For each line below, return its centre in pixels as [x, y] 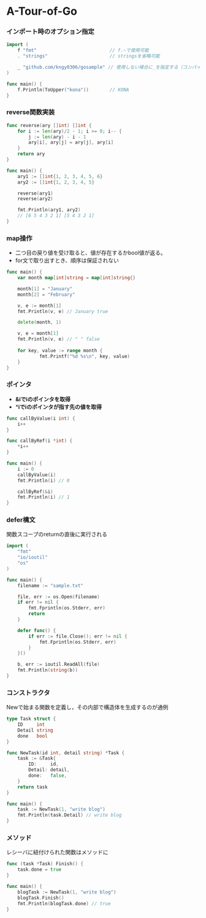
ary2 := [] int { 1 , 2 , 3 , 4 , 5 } [56, 182]
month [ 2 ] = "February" [46, 295]
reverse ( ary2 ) [35, 199]
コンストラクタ [28, 693]
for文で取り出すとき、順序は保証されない [67, 260]
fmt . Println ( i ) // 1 [44, 497]
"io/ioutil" [32, 557]
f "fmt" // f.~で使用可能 [83, 50]
